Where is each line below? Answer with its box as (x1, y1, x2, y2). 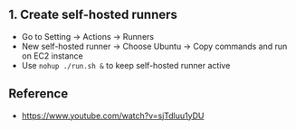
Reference (8, 86, 69, 102)
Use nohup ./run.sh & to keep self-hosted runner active (21, 60, 231, 70)
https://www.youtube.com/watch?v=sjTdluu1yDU (21, 110, 205, 121)
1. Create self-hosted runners (8, 7, 178, 23)
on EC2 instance (21, 50, 83, 61)
